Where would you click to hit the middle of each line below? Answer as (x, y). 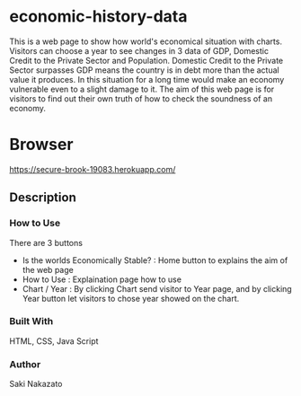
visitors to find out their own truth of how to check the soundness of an (141, 98)
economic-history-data (98, 17)
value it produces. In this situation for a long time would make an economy (147, 79)
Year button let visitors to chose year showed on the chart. (131, 298)
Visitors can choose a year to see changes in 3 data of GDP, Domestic (139, 50)
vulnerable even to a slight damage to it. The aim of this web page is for (142, 89)
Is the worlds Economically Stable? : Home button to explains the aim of (155, 260)
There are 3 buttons (46, 242)
